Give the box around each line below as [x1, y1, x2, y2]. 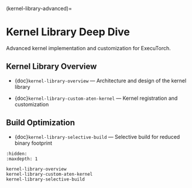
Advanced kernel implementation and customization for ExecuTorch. [6, 44, 171, 51]
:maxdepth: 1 [6, 156, 38, 162]
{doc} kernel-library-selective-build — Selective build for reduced [14, 133, 180, 140]
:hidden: [6, 151, 28, 156]
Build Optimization [6, 118, 75, 128]
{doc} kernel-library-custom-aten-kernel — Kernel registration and [14, 95, 178, 102]
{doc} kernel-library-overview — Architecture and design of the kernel [14, 77, 187, 84]
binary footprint [14, 140, 53, 147]
